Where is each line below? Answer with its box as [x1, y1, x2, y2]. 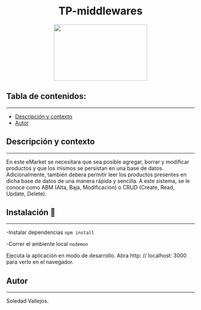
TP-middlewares [58, 4, 143, 18]
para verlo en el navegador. [6, 258, 74, 266]
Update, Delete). [6, 190, 47, 197]
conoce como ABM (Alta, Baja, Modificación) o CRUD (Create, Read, [6, 183, 175, 191]
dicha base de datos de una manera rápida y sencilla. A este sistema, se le [6, 177, 190, 184]
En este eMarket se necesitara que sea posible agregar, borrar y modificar [6, 158, 190, 165]
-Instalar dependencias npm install [6, 229, 95, 236]
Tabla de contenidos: [6, 91, 87, 101]
